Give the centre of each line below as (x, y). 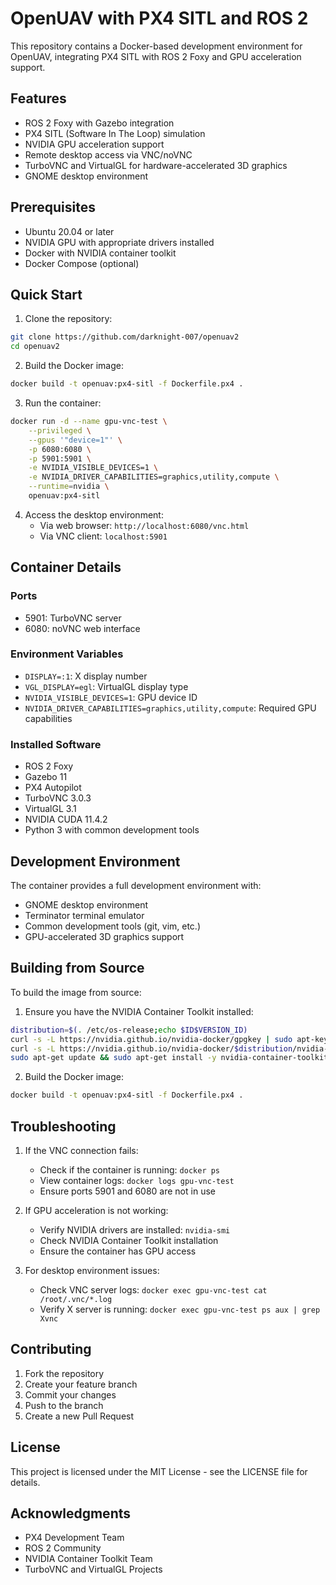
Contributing (51, 1349)
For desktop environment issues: (92, 1270)
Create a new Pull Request (79, 1416)
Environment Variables (67, 654)
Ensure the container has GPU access (118, 1251)
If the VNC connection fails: (81, 1150)
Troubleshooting (63, 1126)
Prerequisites (53, 207)
